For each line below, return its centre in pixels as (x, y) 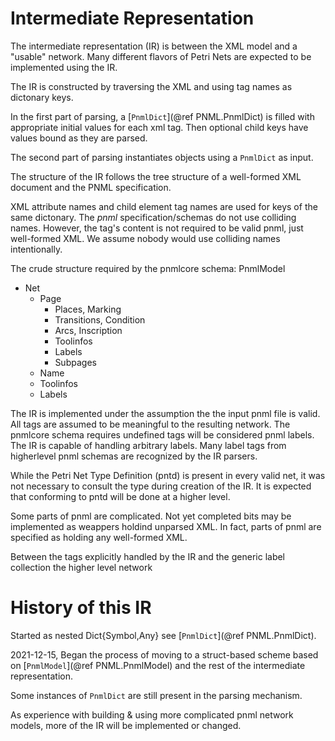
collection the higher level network (81, 567)
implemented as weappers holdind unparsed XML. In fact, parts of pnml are (166, 526)
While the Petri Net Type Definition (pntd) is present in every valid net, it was (168, 475)
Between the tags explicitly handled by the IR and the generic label (148, 556)
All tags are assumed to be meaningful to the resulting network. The (150, 424)
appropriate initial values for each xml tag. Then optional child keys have (159, 127)
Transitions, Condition (100, 319)
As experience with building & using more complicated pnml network (152, 714)
